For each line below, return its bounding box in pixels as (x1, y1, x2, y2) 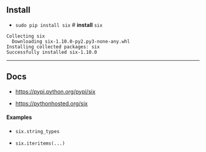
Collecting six (6, 33, 45, 39)
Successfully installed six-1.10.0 (6, 49, 97, 55)
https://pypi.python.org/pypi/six (15, 88, 96, 95)
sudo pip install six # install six (15, 21, 103, 28)
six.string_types (15, 128, 60, 134)
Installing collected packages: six (6, 44, 100, 50)
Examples (6, 113, 32, 121)
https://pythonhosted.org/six (15, 99, 88, 107)
